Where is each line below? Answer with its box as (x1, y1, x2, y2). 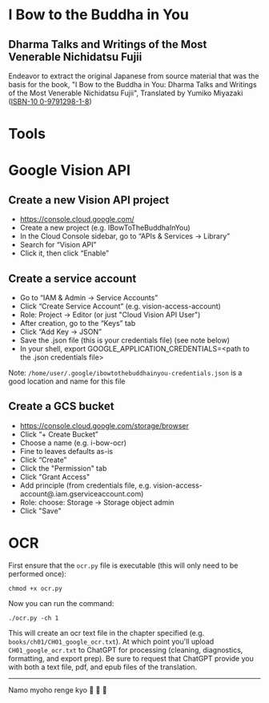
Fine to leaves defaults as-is (19, 446, 114, 456)
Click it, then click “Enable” (19, 248, 110, 258)
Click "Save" (19, 506, 62, 516)
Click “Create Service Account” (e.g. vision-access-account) (19, 302, 222, 311)
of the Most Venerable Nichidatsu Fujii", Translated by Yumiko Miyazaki (8, 88, 243, 98)
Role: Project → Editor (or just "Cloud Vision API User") (19, 310, 201, 319)
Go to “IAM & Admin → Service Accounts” (19, 293, 159, 302)
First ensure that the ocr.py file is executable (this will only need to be (8, 560, 239, 570)
